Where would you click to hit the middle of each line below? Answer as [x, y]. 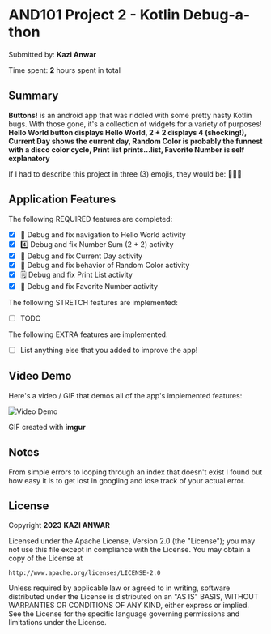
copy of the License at [46, 558]
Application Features [62, 200]
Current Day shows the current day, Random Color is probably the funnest [135, 141]
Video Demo [40, 376]
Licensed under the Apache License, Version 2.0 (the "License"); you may [132, 541]
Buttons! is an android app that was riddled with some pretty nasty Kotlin [130, 115]
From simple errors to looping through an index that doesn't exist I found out [135, 472]
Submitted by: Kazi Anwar [53, 54]
